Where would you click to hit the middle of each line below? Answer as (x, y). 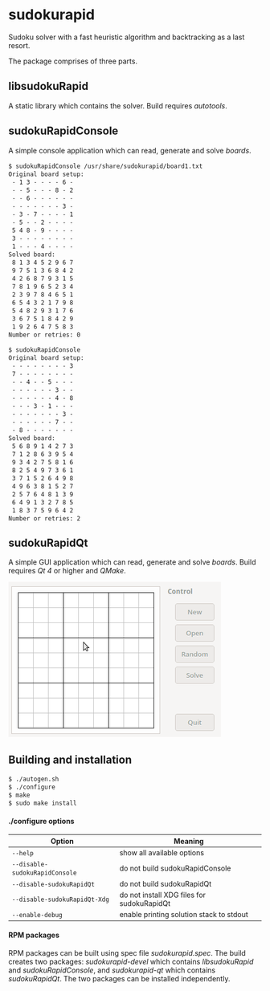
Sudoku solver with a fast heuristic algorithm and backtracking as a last (127, 37)
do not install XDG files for (163, 895)
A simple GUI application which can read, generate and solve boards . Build (132, 562)
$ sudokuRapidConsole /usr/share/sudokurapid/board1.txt (106, 166)
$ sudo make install (43, 803)
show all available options (162, 853)
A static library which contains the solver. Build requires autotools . (118, 105)
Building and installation (70, 759)
